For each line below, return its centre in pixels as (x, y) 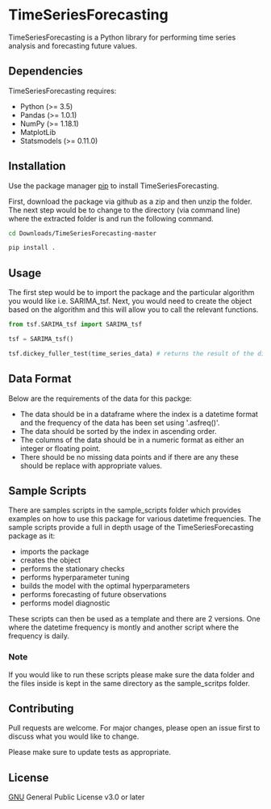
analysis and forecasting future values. (73, 45)
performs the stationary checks (72, 569)
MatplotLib (38, 132)
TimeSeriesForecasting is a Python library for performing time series (122, 37)
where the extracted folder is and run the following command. (111, 218)
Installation (37, 166)
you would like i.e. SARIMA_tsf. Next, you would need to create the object (130, 301)
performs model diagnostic (65, 603)
